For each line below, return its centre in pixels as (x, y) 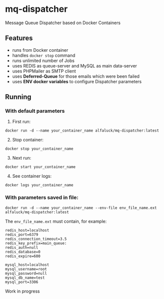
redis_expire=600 (23, 256)
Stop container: (28, 140)
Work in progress (23, 291)
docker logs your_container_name (39, 185)
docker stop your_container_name (39, 149)
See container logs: (32, 176)
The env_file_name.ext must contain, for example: (56, 221)
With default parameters (35, 111)
